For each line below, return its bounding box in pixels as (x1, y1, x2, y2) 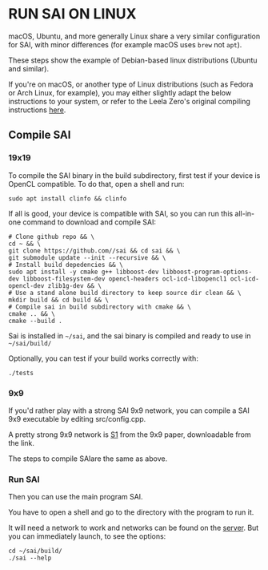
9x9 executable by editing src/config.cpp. (8, 414, 146, 423)
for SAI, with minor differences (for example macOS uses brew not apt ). (8, 39, 242, 49)
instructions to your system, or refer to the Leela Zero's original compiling (8, 96, 250, 106)
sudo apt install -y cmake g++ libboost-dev (8, 268, 159, 276)
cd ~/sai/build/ (8, 547, 62, 556)
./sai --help (8, 554, 52, 562)
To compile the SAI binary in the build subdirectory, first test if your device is (8, 170, 261, 180)
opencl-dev (8, 281, 45, 289)
